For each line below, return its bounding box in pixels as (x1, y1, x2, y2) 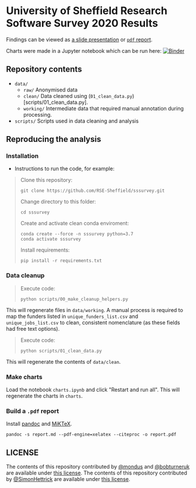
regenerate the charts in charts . (6, 392, 83, 399)
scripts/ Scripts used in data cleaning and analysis (14, 117, 139, 124)
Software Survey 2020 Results (6, 16, 159, 30)
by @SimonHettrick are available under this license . (6, 476, 130, 483)
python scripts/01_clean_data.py (20, 348, 102, 354)
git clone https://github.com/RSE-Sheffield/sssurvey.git (20, 188, 165, 194)
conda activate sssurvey (20, 236, 81, 242)
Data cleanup (6, 272, 45, 280)
